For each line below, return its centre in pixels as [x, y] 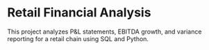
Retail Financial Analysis [79, 13]
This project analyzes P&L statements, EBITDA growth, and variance [104, 32]
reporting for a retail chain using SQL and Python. [78, 38]
